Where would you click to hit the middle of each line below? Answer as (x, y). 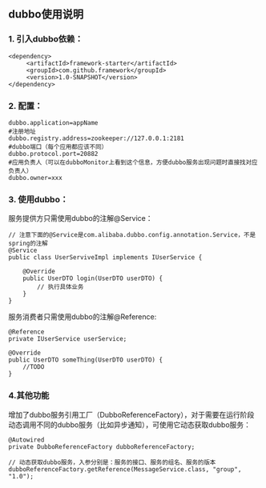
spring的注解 (28, 244)
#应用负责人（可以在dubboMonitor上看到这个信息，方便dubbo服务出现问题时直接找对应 (133, 162)
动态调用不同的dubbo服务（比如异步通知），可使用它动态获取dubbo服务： (129, 424)
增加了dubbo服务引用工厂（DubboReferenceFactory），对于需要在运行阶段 (131, 414)
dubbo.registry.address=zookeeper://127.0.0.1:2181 (96, 138)
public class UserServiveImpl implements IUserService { (105, 258)
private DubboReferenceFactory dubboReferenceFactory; (102, 446)
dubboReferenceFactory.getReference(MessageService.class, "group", (125, 469)
